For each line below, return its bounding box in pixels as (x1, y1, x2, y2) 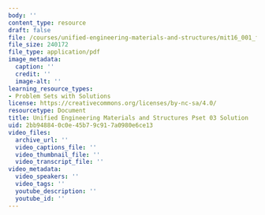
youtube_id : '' (15, 195, 65, 202)
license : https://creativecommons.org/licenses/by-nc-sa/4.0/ (8, 99, 217, 107)
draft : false (8, 26, 51, 34)
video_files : (8, 128, 51, 136)
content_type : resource (8, 19, 87, 27)
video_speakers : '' (15, 172, 80, 181)
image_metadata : (8, 56, 62, 64)
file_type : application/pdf (8, 48, 101, 56)
